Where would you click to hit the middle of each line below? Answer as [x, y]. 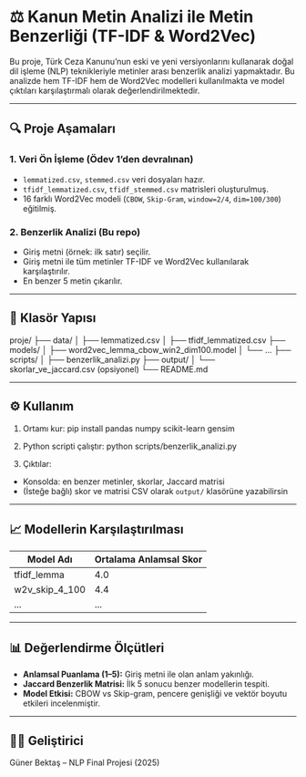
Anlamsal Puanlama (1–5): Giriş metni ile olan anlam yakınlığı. [138, 674]
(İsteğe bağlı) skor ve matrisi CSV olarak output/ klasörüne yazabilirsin [155, 491]
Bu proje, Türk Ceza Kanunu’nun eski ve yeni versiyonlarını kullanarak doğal [152, 61]
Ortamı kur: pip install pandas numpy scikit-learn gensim [128, 428]
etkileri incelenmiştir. [61, 703]
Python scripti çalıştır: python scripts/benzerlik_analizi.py [129, 446]
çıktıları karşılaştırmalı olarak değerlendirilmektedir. [105, 90]
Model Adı [50, 560]
